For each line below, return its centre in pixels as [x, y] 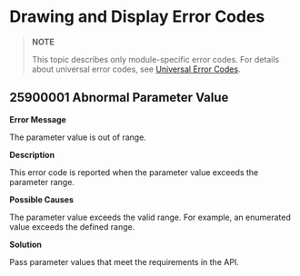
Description [32, 154]
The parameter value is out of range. [78, 137]
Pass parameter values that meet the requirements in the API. [124, 261]
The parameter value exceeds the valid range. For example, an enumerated [150, 217]
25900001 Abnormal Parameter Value [119, 98]
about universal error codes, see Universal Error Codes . [136, 69]
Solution [26, 244]
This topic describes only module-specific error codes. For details [155, 59]
